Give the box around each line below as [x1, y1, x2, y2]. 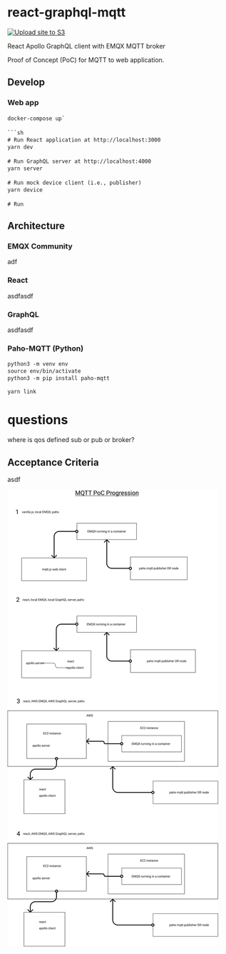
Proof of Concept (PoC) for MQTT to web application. [7, 55, 165, 64]
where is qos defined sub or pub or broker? [7, 436, 135, 444]
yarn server [7, 165, 43, 172]
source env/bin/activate [7, 368, 81, 375]
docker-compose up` [7, 115, 66, 122]
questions [7, 412, 68, 428]
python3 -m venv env [7, 361, 69, 368]
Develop [7, 76, 45, 89]
